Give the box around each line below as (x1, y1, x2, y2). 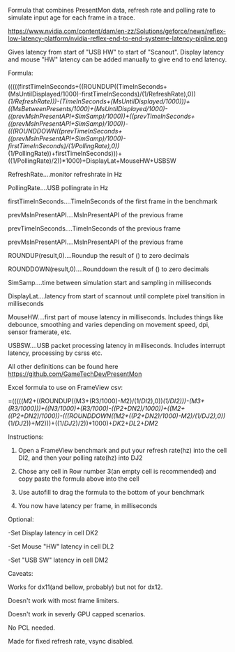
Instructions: (8, 433, 44, 441)
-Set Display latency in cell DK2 (8, 529, 98, 537)
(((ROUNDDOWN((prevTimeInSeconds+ (8, 127, 123, 135)
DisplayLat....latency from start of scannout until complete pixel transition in (8, 292, 225, 300)
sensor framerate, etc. (8, 328, 72, 336)
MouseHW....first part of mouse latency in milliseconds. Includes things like (8, 313, 224, 321)
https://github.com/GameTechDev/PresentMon (8, 370, 142, 378)
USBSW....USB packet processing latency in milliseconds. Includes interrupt (8, 342, 225, 349)
